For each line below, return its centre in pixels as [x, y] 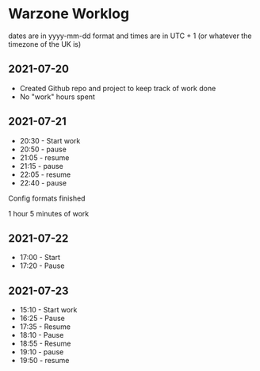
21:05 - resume [44, 157]
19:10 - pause [42, 352]
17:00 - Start [40, 258]
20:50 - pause [43, 149]
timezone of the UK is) [45, 44]
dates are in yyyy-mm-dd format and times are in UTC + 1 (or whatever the [130, 36]
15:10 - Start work [48, 310]
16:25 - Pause [42, 319]
